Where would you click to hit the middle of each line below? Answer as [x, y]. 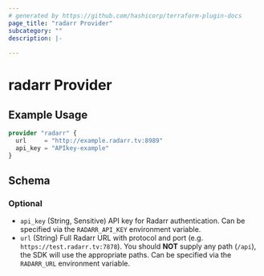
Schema [29, 181]
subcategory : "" [35, 30]
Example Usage [48, 114]
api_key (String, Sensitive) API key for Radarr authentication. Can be [132, 221]
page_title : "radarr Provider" [61, 23]
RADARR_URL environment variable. [75, 264]
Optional [25, 203]
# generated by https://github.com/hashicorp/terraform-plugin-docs [125, 16]
